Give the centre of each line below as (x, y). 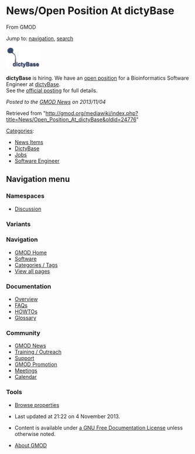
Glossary (25, 318)
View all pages (32, 271)
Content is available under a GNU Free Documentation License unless (99, 428)
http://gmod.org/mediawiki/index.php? (92, 113)
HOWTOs (26, 311)
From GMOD (21, 27)
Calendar (25, 377)
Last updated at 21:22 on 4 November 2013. (67, 416)
